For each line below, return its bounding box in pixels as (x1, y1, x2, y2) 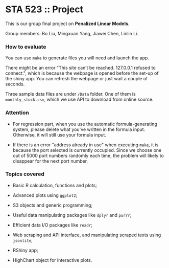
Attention (5, 109, 29, 116)
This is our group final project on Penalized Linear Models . (5, 20, 130, 27)
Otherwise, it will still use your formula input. (12, 131, 106, 138)
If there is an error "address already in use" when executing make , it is (12, 142, 159, 148)
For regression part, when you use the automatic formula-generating (12, 121, 157, 127)
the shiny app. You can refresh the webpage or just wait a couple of (5, 76, 148, 82)
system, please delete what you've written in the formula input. (12, 126, 146, 132)
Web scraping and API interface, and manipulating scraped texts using (12, 232, 161, 238)
